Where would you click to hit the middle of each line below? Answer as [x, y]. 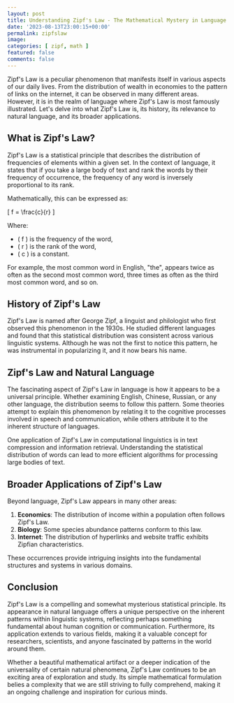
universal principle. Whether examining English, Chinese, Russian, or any [112, 397]
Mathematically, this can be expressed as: [68, 198]
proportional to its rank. [41, 184]
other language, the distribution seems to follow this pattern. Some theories [116, 404]
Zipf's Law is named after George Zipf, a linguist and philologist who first [112, 321]
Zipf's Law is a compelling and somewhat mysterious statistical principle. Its [117, 604]
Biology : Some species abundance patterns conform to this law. [110, 529]
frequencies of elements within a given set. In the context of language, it [111, 162]
